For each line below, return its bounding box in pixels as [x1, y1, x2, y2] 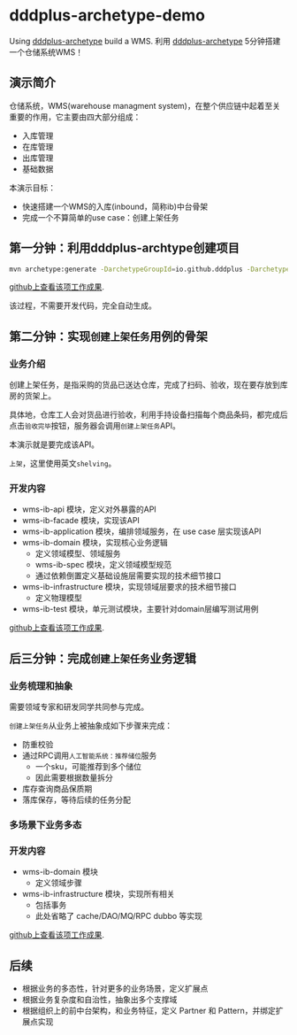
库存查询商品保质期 [21, 784, 93, 794]
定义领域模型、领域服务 [34, 548, 121, 559]
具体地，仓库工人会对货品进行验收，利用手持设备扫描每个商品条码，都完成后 [9, 409, 288, 421]
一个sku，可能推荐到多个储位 [34, 761, 141, 772]
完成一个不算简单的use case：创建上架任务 [21, 212, 179, 222]
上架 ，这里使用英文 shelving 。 [9, 458, 117, 469]
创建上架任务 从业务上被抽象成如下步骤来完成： [9, 721, 173, 731]
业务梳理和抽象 [9, 679, 73, 691]
